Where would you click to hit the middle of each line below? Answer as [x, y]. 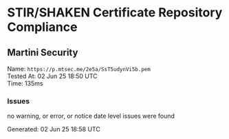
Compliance [42, 27]
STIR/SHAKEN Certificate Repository [115, 13]
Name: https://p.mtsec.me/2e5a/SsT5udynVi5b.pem [79, 69]
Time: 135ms [25, 83]
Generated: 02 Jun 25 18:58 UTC [54, 129]
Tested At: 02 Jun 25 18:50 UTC [52, 76]
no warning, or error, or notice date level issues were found [91, 116]
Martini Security [43, 52]
